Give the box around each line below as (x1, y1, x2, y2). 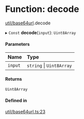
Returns (5, 76, 22, 82)
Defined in (5, 97, 27, 103)
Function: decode (5, 3, 80, 15)
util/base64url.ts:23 (5, 109, 46, 115)
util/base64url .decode (5, 20, 51, 26)
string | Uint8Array (26, 62, 72, 69)
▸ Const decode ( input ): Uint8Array (5, 29, 76, 35)
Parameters (5, 41, 30, 47)
